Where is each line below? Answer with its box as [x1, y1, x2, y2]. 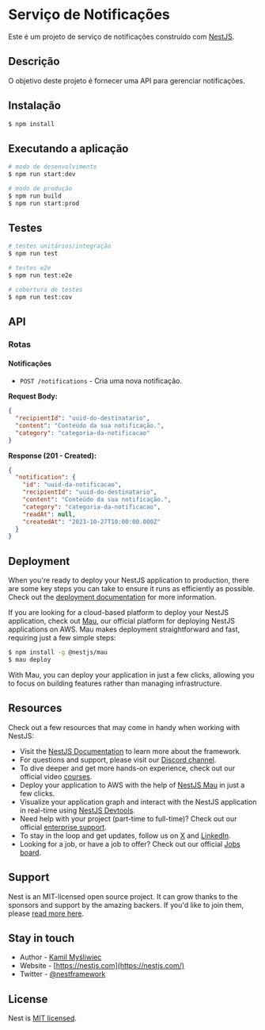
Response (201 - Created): [8, 451, 97, 460]
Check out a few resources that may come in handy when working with [8, 722, 240, 732]
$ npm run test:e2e [8, 271, 73, 279]
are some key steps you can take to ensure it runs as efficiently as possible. [8, 584, 256, 594]
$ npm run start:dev [8, 171, 77, 179]
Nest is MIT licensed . [8, 1013, 78, 1023]
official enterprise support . [19, 822, 107, 832]
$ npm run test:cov [8, 293, 73, 301]
